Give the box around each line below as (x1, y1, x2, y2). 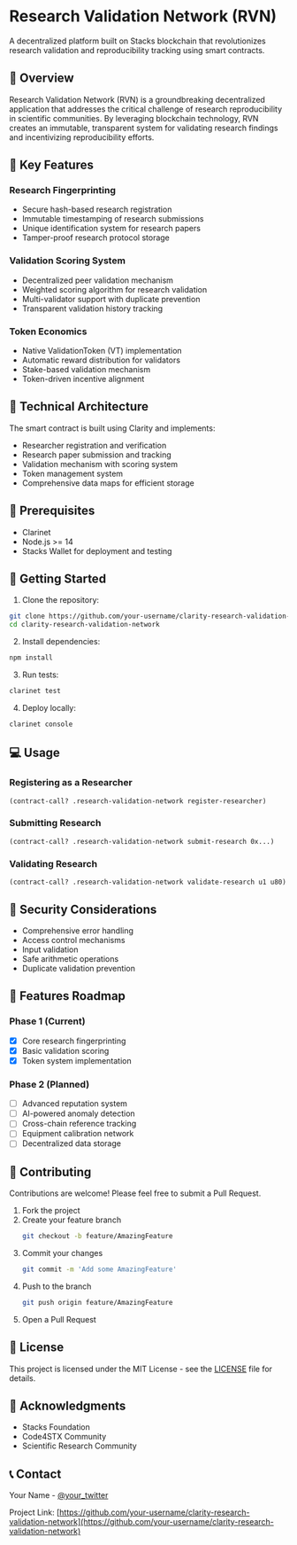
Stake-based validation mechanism (21, 364, 151, 375)
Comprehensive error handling (21, 925, 134, 936)
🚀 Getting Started (9, 572, 107, 587)
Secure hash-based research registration (21, 204, 172, 215)
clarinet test (9, 687, 62, 696)
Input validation (21, 944, 79, 955)
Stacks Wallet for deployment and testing (21, 545, 172, 556)
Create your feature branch (21, 1214, 122, 1225)
